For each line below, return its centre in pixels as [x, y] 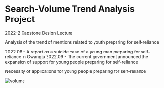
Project [20, 19]
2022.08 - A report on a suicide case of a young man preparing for [72, 52]
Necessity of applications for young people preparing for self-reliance [76, 71]
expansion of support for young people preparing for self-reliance [71, 62]
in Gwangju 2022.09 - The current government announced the [85, 56]
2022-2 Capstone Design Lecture [39, 33]
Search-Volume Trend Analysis [70, 9]
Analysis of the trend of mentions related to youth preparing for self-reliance [82, 42]
